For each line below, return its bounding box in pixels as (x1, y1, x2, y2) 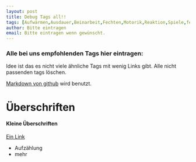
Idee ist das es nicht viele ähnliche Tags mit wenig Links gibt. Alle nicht (6, 62, 177, 70)
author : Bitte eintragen (6, 24, 66, 31)
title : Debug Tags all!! (6, 14, 66, 20)
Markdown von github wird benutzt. (6, 80, 92, 87)
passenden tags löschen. (6, 69, 67, 76)
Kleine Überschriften (6, 120, 58, 127)
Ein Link (6, 133, 25, 140)
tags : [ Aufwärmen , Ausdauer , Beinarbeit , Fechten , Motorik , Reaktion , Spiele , (6, 19, 187, 25)
